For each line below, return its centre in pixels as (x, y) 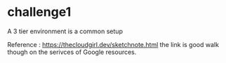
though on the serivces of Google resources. (72, 52)
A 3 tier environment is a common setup (65, 31)
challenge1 (39, 12)
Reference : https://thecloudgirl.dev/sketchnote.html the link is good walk (113, 44)
